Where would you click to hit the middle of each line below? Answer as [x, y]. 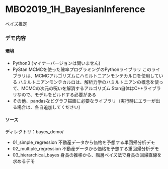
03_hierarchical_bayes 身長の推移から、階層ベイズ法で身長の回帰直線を [87, 155]
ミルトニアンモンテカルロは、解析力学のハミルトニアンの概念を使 [91, 82]
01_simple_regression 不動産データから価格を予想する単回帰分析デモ [84, 142]
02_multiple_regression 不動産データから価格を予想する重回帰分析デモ [86, 149]
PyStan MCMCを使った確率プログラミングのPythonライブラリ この [82, 69]
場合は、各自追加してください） [50, 107]
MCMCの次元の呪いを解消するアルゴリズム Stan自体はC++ [82, 89]
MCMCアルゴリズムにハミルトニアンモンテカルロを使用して [97, 76]
